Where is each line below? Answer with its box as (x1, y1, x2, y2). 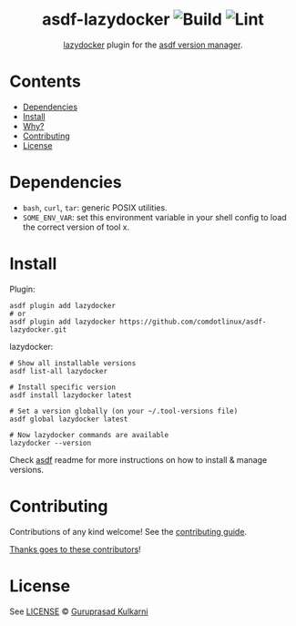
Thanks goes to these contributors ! (9, 543, 141, 555)
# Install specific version (9, 383, 117, 392)
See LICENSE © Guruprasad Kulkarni (9, 606, 148, 617)
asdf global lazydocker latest (9, 415, 128, 424)
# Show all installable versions (9, 358, 137, 368)
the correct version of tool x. (22, 221, 130, 232)
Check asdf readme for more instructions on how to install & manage (9, 454, 268, 465)
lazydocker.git (9, 324, 67, 334)
